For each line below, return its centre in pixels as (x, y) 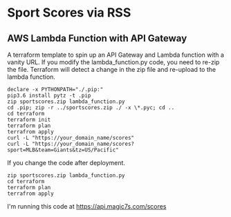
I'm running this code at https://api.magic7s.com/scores (87, 206)
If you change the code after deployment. (66, 163)
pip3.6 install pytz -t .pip (49, 95)
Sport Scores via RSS (69, 13)
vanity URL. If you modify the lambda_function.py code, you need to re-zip (113, 62)
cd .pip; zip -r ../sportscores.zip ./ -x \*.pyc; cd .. (91, 108)
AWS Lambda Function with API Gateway (97, 38)
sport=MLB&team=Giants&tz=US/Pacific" (63, 150)
